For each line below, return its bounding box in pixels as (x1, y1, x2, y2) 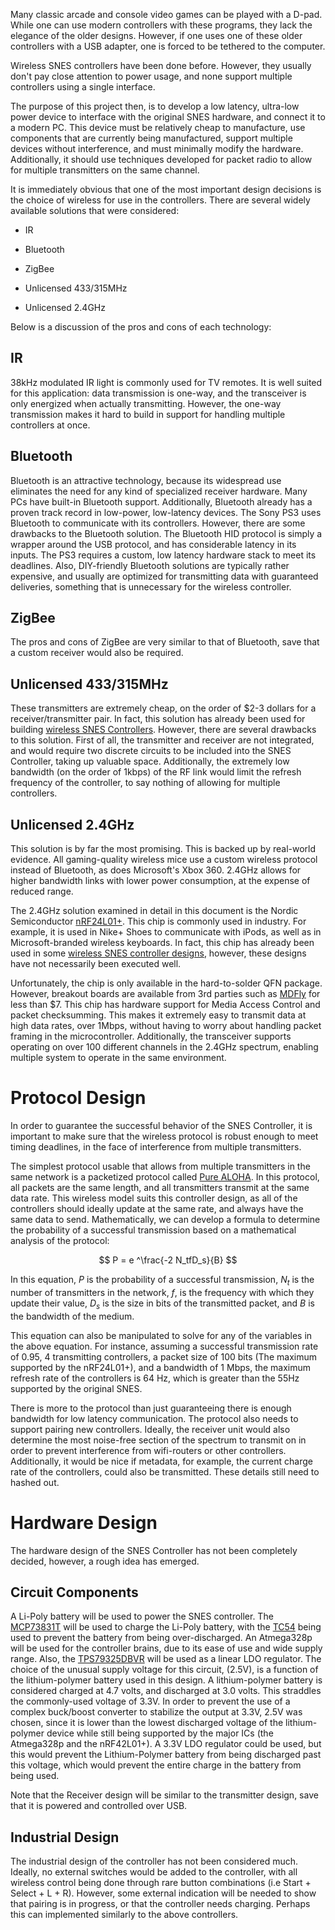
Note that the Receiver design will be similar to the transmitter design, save (10, 1789, 319, 1801)
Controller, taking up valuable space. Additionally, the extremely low (10, 755, 290, 768)
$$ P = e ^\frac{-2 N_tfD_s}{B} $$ (98, 1254, 238, 1266)
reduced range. (10, 885, 74, 898)
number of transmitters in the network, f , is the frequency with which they (10, 1286, 315, 1298)
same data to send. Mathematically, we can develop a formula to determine (10, 1214, 321, 1225)
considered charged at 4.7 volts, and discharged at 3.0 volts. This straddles (10, 1685, 322, 1697)
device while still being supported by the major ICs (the (46, 1727, 274, 1739)
